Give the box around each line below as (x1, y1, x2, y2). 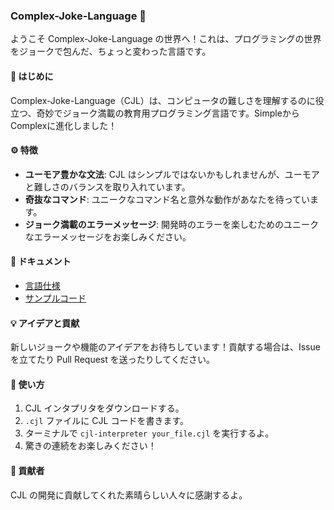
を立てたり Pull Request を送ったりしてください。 (10, 354, 215, 366)
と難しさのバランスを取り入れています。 (24, 180, 191, 193)
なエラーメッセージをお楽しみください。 (24, 230, 192, 243)
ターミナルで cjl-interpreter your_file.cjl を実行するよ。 (24, 427, 275, 439)
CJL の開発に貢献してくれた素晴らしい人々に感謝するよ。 (10, 489, 248, 501)
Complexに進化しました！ (10, 119, 118, 131)
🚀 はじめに (10, 70, 54, 82)
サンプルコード (24, 292, 87, 304)
